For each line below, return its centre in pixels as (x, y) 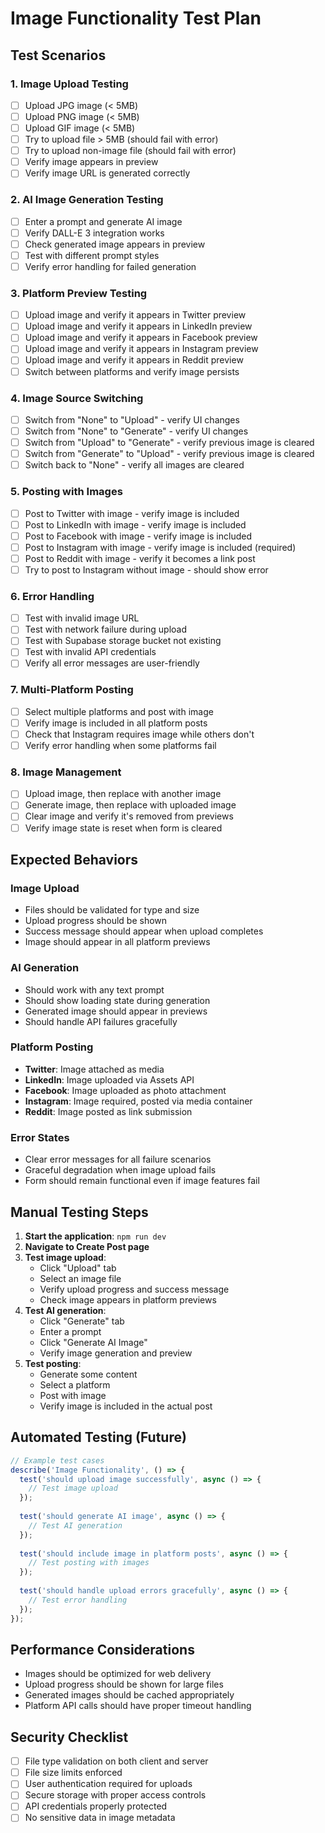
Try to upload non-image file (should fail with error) (130, 151)
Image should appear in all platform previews (117, 942)
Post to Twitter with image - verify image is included (132, 513)
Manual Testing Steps (79, 1212)
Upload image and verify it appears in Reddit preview (134, 360)
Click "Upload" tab (78, 1268)
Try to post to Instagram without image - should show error (146, 569)
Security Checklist (69, 1737)
